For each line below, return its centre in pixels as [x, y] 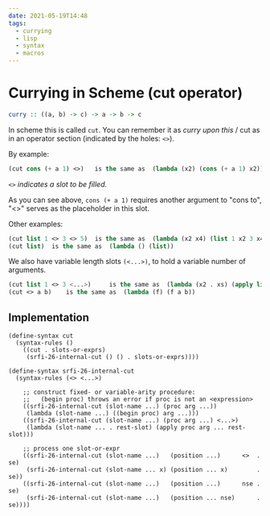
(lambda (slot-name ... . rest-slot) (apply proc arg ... [125, 427]
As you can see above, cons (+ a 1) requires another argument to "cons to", [135, 200]
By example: [29, 154]
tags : [17, 23]
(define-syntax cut [41, 336]
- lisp [27, 38]
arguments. [27, 270]
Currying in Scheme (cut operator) [126, 93]
